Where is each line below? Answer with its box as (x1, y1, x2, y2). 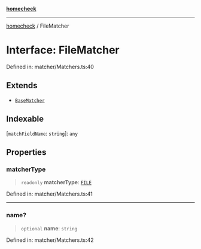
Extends (6, 80, 38, 91)
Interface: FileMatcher (6, 43, 120, 57)
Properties (6, 147, 47, 157)
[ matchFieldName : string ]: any (6, 130, 78, 137)
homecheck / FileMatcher (6, 22, 70, 29)
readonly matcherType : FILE (20, 179, 92, 186)
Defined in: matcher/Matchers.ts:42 (6, 236, 94, 244)
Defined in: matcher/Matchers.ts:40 (6, 63, 95, 70)
